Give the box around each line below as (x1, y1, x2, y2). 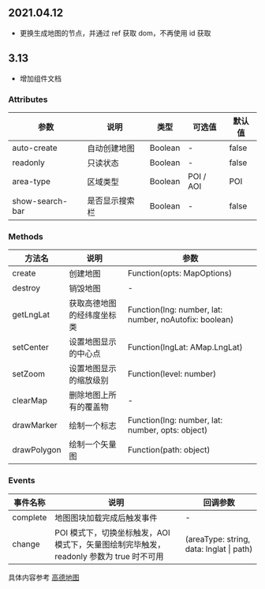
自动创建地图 (87, 142, 136, 153)
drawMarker (12, 420, 58, 431)
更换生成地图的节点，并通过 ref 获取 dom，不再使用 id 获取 (19, 28, 211, 38)
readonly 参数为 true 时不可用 (54, 550, 164, 561)
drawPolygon (12, 445, 62, 456)
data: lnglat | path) (185, 543, 253, 554)
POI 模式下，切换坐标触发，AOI (54, 527, 171, 538)
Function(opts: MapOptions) (127, 268, 233, 279)
